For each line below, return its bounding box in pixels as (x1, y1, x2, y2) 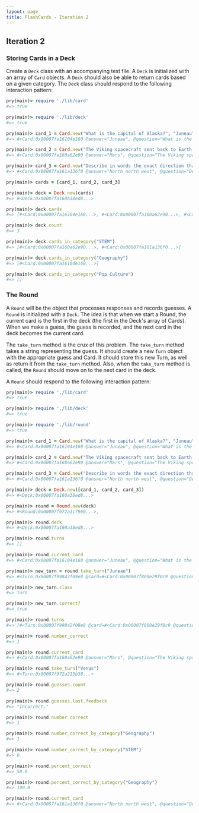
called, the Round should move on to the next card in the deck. (6, 366, 157, 373)
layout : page (6, 8, 38, 15)
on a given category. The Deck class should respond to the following (6, 80, 172, 87)
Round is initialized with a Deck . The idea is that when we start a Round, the (6, 310, 187, 318)
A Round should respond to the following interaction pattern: (6, 378, 151, 385)
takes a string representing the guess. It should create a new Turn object (6, 347, 183, 354)
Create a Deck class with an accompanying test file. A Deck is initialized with (6, 68, 190, 75)
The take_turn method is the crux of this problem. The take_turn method (6, 341, 185, 348)
